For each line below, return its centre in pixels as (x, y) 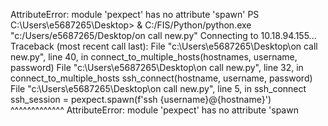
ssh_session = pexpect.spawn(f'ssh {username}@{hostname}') (141, 99)
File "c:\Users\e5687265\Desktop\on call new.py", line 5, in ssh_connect (158, 88)
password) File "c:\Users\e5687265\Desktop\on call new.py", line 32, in (157, 67)
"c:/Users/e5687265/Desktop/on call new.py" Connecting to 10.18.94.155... (163, 35)
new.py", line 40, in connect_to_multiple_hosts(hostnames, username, (154, 57)
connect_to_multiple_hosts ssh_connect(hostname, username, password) (161, 78)
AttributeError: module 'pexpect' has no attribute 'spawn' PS (135, 14)
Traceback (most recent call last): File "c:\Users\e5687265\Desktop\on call (164, 46)
